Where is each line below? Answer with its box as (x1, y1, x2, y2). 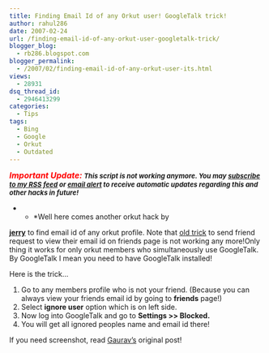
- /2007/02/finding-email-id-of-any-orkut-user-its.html (16, 65, 213, 73)
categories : (9, 102, 49, 110)
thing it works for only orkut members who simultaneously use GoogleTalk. (9, 245, 259, 255)
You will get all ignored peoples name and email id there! (20, 320, 210, 329)
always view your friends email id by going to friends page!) (20, 294, 222, 303)
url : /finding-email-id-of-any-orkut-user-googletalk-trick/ (9, 34, 220, 43)
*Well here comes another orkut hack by (32, 212, 169, 222)
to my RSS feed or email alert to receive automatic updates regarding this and (9, 180, 258, 189)
